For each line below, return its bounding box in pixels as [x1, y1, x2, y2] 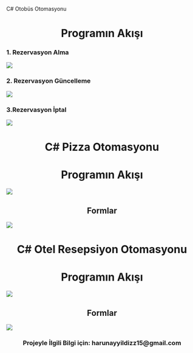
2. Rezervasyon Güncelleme [6, 77, 91, 85]
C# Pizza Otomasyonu [44, 140, 160, 154]
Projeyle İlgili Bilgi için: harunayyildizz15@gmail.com [22, 338, 181, 347]
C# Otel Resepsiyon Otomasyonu [16, 243, 188, 256]
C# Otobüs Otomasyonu [6, 5, 67, 12]
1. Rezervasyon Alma [6, 48, 69, 57]
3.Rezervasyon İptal [6, 105, 67, 114]
